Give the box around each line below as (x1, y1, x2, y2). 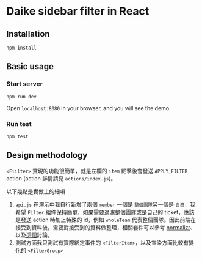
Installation (6, 29, 50, 39)
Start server (6, 80, 43, 88)
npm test (6, 133, 29, 139)
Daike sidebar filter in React (6, 4, 150, 18)
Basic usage (6, 61, 54, 72)
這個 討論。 (26, 231, 53, 239)
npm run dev (6, 94, 37, 100)
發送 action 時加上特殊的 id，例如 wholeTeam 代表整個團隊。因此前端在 (20, 216, 197, 223)
